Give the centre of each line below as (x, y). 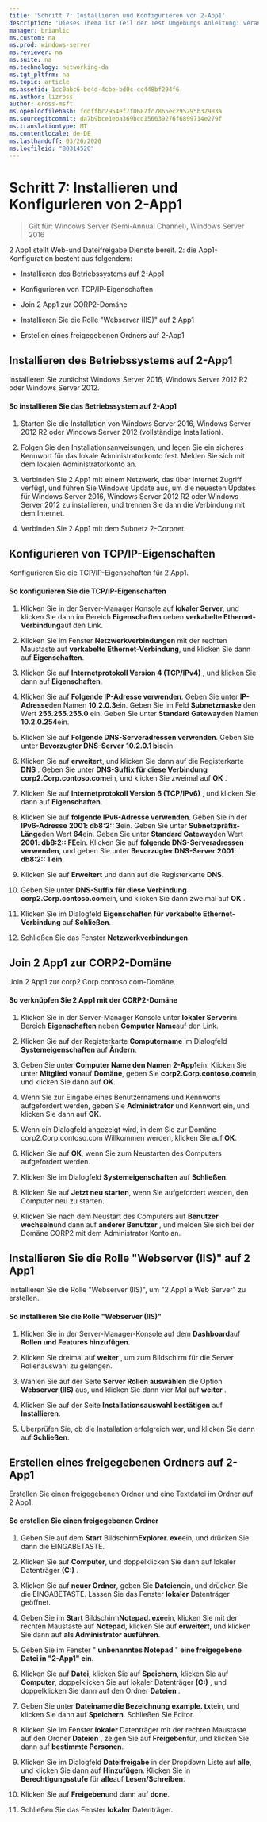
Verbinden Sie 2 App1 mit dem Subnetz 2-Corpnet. (103, 529)
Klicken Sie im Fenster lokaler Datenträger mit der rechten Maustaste (133, 1730)
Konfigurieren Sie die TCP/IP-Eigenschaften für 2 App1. (99, 573)
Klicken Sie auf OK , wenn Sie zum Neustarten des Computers (121, 1153)
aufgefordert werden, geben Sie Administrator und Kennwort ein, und (135, 1106)
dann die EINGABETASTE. (63, 1547)
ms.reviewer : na (36, 52)
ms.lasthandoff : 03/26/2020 (55, 141)
